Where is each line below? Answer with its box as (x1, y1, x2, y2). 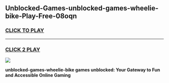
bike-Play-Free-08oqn (5, 12, 77, 21)
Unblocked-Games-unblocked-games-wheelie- (5, 4, 159, 13)
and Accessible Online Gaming (5, 72, 71, 78)
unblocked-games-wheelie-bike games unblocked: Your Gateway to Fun (5, 66, 160, 72)
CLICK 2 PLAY (5, 46, 40, 53)
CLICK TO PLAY (5, 27, 44, 34)
